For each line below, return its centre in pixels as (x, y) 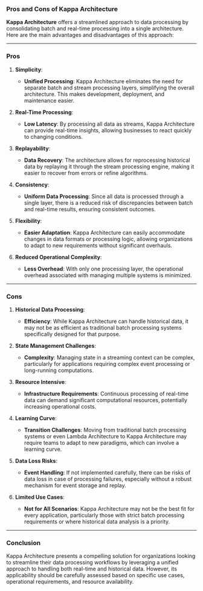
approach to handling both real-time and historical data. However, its (92, 569)
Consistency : (32, 184)
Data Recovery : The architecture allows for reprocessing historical (107, 160)
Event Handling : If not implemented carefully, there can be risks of (107, 472)
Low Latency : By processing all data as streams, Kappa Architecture (109, 124)
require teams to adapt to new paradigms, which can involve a (101, 442)
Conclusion (24, 543)
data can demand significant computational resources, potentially (105, 400)
